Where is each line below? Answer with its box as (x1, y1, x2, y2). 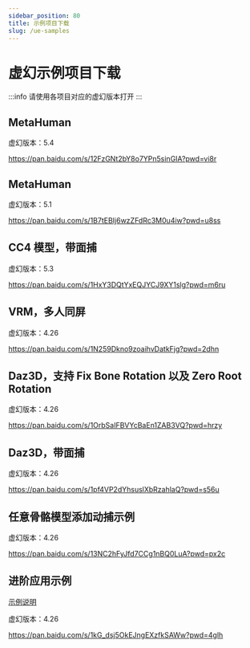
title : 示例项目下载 (8, 19, 70, 27)
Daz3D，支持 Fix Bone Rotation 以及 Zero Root (8, 369, 242, 382)
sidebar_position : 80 (8, 11, 81, 20)
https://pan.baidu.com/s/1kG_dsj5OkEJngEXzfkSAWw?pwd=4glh (8, 630, 224, 639)
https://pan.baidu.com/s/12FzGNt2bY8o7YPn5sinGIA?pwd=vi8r (8, 154, 217, 164)
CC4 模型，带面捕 (8, 241, 98, 255)
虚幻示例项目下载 (8, 63, 122, 82)
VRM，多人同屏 (8, 305, 87, 319)
